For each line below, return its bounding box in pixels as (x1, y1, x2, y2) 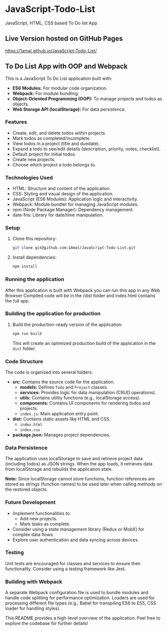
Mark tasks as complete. (19, 521, 71, 527)
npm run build (12, 331, 42, 336)
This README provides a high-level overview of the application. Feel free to (5, 615, 161, 621)
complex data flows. (12, 531, 54, 537)
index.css (19, 427, 41, 432)
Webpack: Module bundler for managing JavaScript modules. (12, 201, 139, 207)
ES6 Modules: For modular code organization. (12, 85, 108, 91)
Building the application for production (5, 310, 101, 317)
